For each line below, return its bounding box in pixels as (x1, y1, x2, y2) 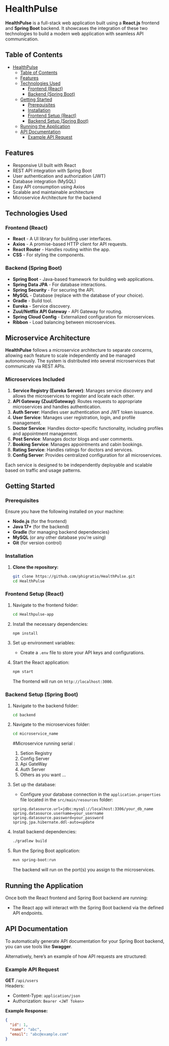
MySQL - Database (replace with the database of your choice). (12, 292, 144, 298)
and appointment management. (12, 430, 78, 436)
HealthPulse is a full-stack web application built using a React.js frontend (5, 20, 160, 26)
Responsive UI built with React (12, 162, 76, 168)
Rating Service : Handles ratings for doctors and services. (12, 447, 133, 453)
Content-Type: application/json (12, 993, 80, 999)
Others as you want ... (20, 772, 66, 778)
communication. (5, 36, 39, 42)
